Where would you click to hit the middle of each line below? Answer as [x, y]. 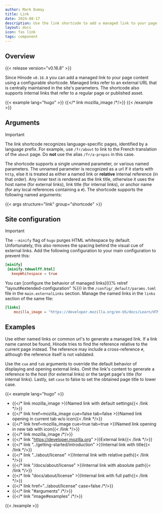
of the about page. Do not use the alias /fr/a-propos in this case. [70, 154]
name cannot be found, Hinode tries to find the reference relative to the [76, 344]
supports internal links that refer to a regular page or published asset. [74, 93]
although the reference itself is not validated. [50, 354]
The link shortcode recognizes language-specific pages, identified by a [76, 144]
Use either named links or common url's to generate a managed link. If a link [81, 339]
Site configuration [33, 219]
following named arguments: [33, 194]
